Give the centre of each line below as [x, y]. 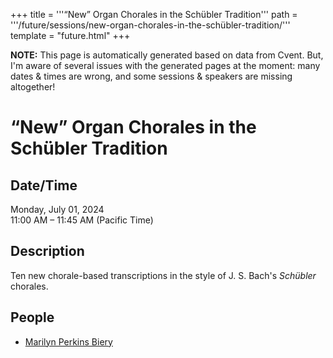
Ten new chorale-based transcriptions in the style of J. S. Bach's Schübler [163, 275]
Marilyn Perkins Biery [68, 341]
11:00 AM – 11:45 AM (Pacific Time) [82, 220]
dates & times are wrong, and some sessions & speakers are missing [151, 76]
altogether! [33, 87]
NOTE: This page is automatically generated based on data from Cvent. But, [167, 55]
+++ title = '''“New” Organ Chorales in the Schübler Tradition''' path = [154, 14]
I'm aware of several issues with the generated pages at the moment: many [165, 65]
